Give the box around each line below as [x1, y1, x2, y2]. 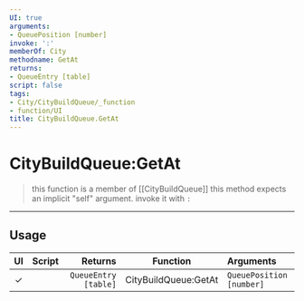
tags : [9, 89, 30, 98]
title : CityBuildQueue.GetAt [9, 114, 119, 123]
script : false [9, 81, 63, 90]
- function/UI [9, 106, 63, 115]
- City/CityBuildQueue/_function [9, 97, 136, 107]
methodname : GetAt [9, 55, 79, 64]
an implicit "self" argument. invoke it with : [31, 193, 192, 204]
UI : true [9, 13, 43, 23]
